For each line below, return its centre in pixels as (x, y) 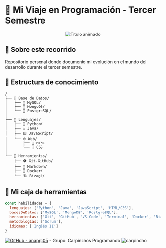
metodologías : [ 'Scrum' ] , (36, 221)
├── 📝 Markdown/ (31, 166)
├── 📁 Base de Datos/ (27, 98)
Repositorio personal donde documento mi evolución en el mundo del (76, 62)
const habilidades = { (28, 203)
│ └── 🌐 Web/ (21, 139)
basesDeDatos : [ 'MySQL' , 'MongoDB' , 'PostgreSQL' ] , (64, 213)
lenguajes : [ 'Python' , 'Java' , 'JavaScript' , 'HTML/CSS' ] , (72, 208)
